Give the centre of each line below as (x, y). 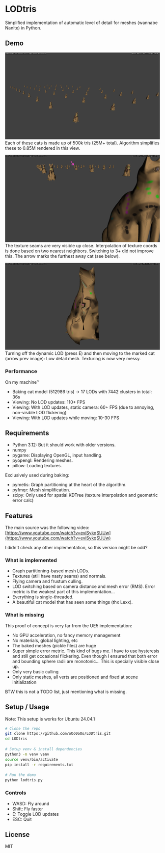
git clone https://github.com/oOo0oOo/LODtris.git (58, 734)
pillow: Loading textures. (37, 466)
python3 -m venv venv (27, 754)
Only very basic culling (35, 671)
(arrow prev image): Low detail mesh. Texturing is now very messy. (73, 359)
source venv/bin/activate (31, 759)
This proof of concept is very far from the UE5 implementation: (69, 626)
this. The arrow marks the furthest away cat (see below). (63, 256)
